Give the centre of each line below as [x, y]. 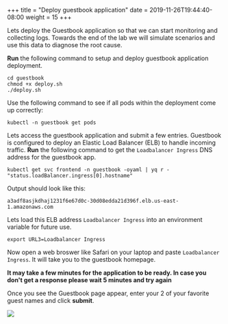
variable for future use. [39, 227]
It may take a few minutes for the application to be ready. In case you [107, 273]
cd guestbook [26, 78]
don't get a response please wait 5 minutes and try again [90, 280]
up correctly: [25, 110]
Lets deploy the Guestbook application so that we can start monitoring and [112, 30]
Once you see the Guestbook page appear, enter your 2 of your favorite [108, 293]
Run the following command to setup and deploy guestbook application [108, 58]
